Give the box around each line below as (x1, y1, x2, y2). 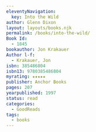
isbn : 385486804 (6, 62, 46, 69)
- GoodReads (11, 106, 41, 112)
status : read (6, 95, 38, 101)
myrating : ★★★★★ (6, 74, 46, 79)
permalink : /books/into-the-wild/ (6, 30, 91, 36)
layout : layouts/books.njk (6, 25, 72, 31)
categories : (6, 100, 35, 107)
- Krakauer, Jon (11, 57, 51, 63)
